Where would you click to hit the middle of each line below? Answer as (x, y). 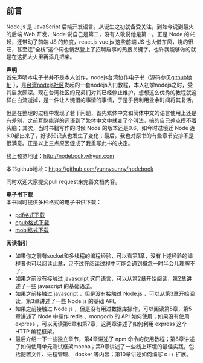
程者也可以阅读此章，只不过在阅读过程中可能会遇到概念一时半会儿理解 (102, 263)
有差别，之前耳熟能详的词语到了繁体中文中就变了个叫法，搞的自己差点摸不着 (101, 120)
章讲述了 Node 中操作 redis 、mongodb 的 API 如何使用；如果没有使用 (102, 316)
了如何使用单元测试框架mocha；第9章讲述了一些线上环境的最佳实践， (102, 346)
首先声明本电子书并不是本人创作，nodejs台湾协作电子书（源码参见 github (97, 77)
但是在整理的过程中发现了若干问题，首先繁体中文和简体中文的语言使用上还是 (101, 113)
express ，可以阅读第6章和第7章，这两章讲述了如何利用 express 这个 (101, 324)
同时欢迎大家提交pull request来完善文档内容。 (63, 181)
